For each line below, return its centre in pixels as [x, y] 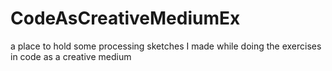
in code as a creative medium [71, 56]
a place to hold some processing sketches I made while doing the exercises [166, 46]
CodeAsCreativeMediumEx [125, 18]
